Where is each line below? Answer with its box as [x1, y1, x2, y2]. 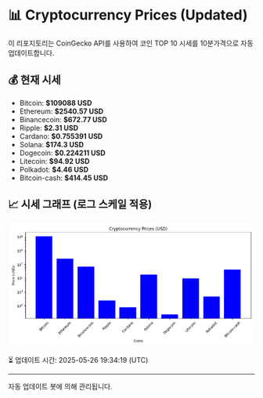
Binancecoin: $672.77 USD [19, 114, 107, 124]
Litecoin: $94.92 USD [19, 156, 90, 165]
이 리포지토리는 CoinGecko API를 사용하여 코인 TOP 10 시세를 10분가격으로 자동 [8, 38, 254, 48]
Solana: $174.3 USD [19, 139, 85, 149]
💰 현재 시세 [8, 74, 61, 87]
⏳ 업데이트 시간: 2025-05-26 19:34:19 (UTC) [8, 355, 149, 364]
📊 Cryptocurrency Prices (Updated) [8, 6, 248, 24]
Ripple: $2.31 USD [19, 123, 79, 132]
